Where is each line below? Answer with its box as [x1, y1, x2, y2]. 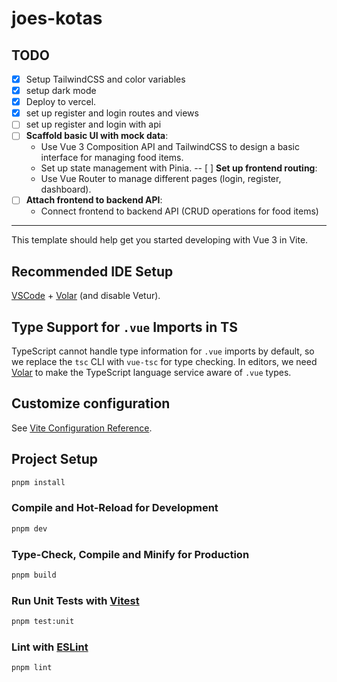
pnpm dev [11, 523, 48, 534]
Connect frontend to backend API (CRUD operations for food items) [40, 205, 319, 217]
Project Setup [11, 451, 99, 468]
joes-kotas [11, 7, 103, 30]
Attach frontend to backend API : [25, 194, 163, 206]
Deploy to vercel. [25, 96, 97, 108]
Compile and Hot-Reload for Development [11, 501, 219, 515]
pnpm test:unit [11, 617, 75, 627]
